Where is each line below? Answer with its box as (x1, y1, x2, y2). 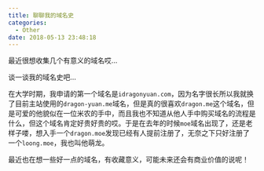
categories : (8, 19, 47, 27)
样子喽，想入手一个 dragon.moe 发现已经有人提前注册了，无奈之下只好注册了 (8, 129, 250, 138)
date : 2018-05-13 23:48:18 (8, 33, 97, 42)
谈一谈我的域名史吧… (8, 72, 77, 82)
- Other (15, 26, 41, 34)
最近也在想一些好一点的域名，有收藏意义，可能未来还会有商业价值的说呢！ (8, 155, 249, 165)
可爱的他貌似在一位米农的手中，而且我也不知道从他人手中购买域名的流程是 (14, 109, 256, 118)
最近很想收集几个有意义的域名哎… (8, 56, 118, 65)
